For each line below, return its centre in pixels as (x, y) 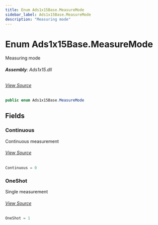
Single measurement (27, 192)
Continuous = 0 (21, 168)
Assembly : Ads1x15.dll (29, 69)
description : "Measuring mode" (38, 19)
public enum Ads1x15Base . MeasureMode (45, 100)
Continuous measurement (32, 141)
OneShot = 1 (18, 218)
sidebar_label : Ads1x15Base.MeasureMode (48, 15)
